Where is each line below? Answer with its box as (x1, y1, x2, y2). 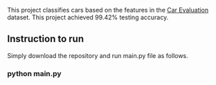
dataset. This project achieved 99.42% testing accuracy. (7, 13, 169, 21)
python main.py (7, 68, 62, 78)
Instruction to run (7, 33, 84, 45)
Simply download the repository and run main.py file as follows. (7, 51, 188, 59)
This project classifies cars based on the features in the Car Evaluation (7, 6, 209, 14)
